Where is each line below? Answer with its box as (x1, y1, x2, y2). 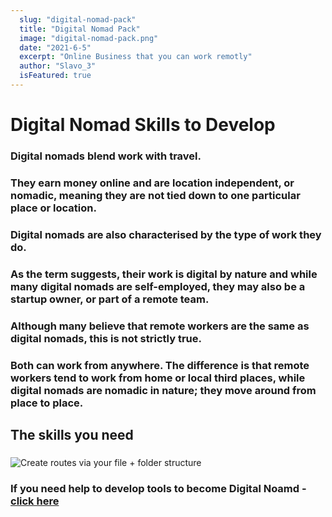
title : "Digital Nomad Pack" (19, 24, 141, 34)
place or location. (10, 201, 97, 215)
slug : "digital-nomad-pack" (19, 14, 137, 25)
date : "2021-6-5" (19, 42, 92, 53)
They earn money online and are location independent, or (10, 176, 295, 190)
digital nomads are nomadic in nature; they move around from (10, 383, 317, 397)
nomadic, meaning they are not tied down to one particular (10, 188, 301, 202)
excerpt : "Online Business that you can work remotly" (19, 52, 253, 62)
